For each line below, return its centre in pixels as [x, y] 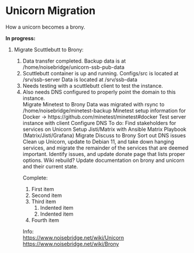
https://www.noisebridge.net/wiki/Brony [71, 244]
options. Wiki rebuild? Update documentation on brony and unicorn [103, 160]
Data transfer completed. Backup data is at [74, 61]
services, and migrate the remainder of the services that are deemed [105, 148]
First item [43, 189]
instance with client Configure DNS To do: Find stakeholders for [99, 123]
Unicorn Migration [51, 11]
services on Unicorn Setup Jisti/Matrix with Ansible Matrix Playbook [104, 129]
